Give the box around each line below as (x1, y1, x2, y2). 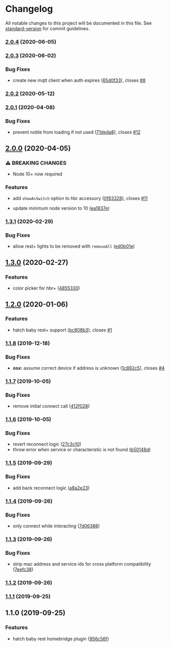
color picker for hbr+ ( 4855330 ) (12, 285, 80, 292)
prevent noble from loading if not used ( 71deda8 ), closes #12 (12, 129, 141, 136)
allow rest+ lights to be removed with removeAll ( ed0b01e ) (12, 243, 135, 250)
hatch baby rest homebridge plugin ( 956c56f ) (12, 635, 109, 642)
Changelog (5, 3, 53, 15)
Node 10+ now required (12, 171, 63, 177)
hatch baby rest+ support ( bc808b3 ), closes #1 (12, 327, 112, 333)
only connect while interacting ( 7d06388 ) (12, 523, 100, 529)
